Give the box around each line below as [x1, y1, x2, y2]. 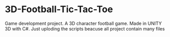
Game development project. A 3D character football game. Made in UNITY [5, 20, 162, 26]
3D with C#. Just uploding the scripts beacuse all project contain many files [5, 25, 165, 31]
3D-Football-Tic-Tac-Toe [5, 4, 114, 15]
